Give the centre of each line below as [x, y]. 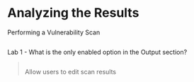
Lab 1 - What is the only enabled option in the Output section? [97, 52]
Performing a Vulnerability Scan [54, 32]
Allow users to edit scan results [70, 71]
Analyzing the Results [73, 13]
